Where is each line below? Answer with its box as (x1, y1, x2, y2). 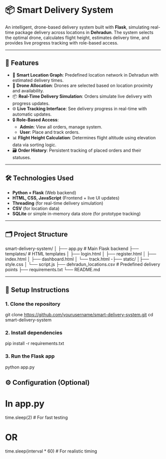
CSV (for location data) (12, 205, 60, 211)
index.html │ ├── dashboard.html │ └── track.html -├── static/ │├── (5, 256, 149, 262)
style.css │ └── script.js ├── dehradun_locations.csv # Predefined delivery (5, 261, 161, 267)
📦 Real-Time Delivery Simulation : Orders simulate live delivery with (12, 93, 152, 99)
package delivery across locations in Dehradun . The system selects (15, 29, 154, 35)
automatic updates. (12, 111, 52, 117)
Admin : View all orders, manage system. (19, 124, 103, 129)
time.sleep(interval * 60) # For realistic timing (5, 448, 97, 454)
